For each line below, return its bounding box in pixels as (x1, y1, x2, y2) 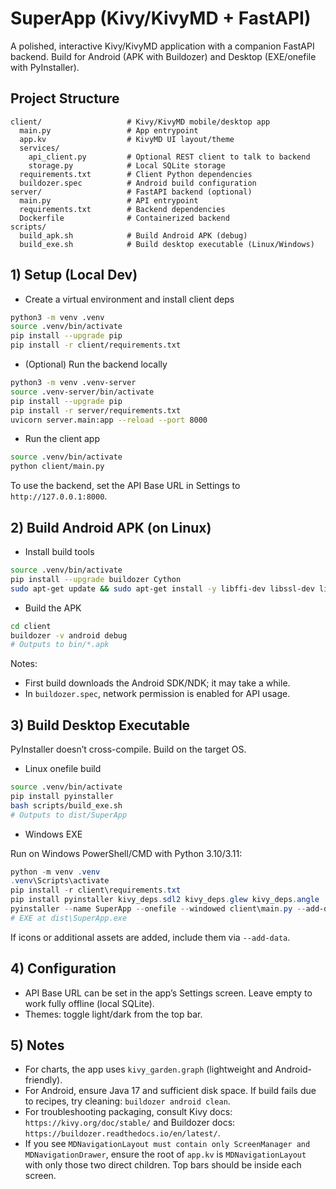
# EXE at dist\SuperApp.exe (10, 913, 128, 923)
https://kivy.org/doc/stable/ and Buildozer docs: (24, 1117, 236, 1129)
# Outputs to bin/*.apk (10, 640, 110, 650)
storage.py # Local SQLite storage (28, 160, 226, 171)
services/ (19, 143, 60, 153)
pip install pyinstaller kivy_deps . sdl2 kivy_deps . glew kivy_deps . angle (10, 895, 320, 905)
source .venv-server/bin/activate (10, 387, 155, 397)
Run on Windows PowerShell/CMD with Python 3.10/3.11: (10, 847, 243, 859)
